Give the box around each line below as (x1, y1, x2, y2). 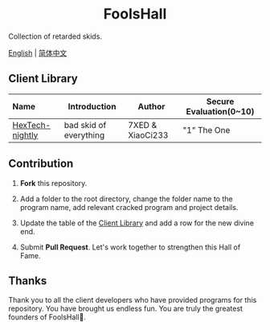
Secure (206, 96, 235, 107)
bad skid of (63, 119, 107, 130)
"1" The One (182, 124, 231, 135)
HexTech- (12, 119, 51, 130)
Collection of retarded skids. (8, 31, 103, 41)
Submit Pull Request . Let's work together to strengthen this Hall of (19, 242, 241, 252)
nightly (12, 130, 39, 141)
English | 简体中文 (8, 47, 67, 57)
